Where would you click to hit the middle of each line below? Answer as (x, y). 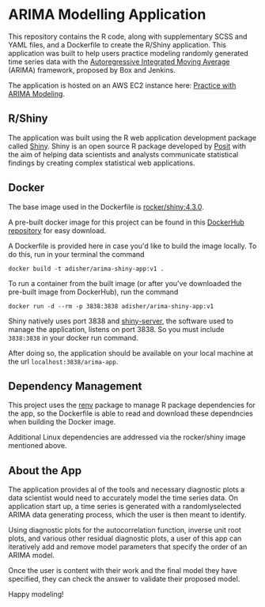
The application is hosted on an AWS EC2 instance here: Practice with (122, 85)
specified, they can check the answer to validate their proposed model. (124, 579)
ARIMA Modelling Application (107, 15)
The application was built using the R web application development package (132, 138)
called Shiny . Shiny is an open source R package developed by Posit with (127, 146)
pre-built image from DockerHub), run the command (93, 292)
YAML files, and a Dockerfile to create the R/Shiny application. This (117, 44)
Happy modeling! (36, 594)
